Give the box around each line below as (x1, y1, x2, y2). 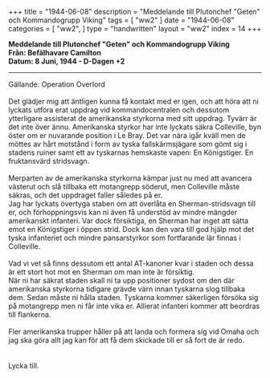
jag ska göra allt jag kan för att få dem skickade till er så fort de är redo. (8, 335, 245, 344)
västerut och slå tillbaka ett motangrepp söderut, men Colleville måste (8, 182, 240, 191)
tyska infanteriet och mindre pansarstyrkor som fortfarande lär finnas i (8, 233, 241, 242)
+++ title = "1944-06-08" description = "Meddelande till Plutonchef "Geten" (8, 7, 260, 16)
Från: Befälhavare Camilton (8, 48, 102, 57)
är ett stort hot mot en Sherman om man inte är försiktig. (8, 267, 195, 276)
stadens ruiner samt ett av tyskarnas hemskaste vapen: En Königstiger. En (8, 148, 254, 157)
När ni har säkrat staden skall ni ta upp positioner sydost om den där (8, 276, 235, 285)
